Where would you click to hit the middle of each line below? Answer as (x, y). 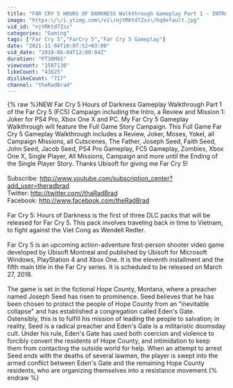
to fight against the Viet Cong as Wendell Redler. (76, 230)
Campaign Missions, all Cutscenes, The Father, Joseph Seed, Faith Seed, (112, 142)
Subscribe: (23, 179)
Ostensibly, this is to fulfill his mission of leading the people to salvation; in (113, 319)
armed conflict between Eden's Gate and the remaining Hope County (106, 363)
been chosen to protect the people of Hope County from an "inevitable (108, 304)
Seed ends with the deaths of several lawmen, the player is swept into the (113, 356)
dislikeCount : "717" (37, 78)
